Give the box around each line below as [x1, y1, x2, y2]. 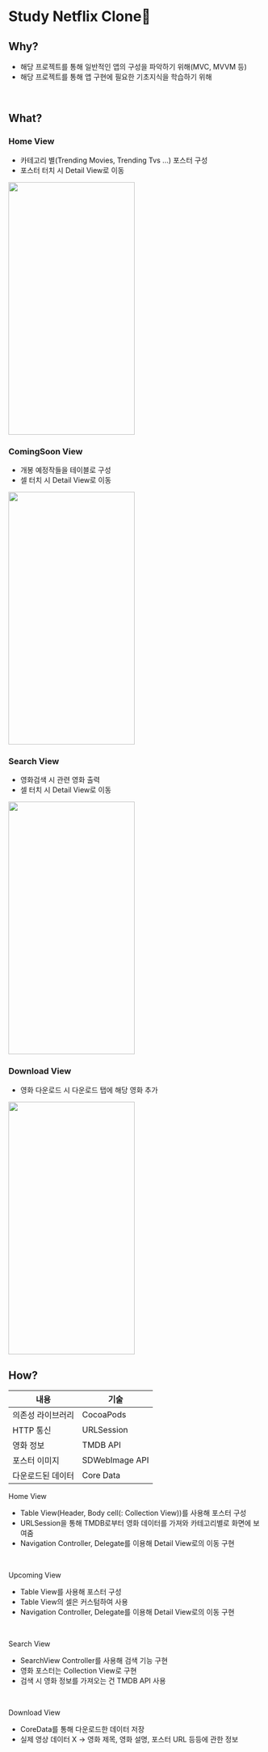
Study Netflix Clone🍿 [8, 7, 151, 26]
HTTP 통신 [12, 1425, 52, 1436]
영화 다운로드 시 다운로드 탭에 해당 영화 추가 [19, 1085, 159, 1095]
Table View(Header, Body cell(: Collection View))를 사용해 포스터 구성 [19, 1508, 247, 1518]
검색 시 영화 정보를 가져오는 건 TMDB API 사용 [19, 1676, 166, 1686]
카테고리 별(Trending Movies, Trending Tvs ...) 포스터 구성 [19, 155, 208, 165]
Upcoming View [8, 1570, 62, 1580]
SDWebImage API [82, 1454, 149, 1466]
